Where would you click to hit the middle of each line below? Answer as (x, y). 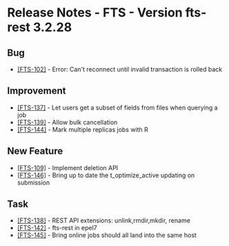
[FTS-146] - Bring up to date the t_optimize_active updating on (106, 175)
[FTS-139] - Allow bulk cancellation (67, 122)
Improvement (37, 91)
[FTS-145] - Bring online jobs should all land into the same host (107, 235)
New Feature (35, 151)
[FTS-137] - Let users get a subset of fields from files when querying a (118, 107)
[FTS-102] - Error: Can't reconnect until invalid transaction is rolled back (120, 69)
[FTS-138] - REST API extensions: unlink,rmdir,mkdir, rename (104, 221)
